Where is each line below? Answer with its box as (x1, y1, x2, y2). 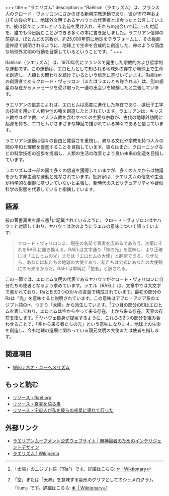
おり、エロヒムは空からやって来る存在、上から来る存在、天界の (27, 308, 159, 314)
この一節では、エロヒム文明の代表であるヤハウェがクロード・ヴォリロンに (5, 276, 159, 282)
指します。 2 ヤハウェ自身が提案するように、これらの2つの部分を (14, 314, 147, 321)
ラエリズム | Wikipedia (12, 451, 59, 457)
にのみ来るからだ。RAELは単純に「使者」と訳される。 (17, 266, 130, 272)
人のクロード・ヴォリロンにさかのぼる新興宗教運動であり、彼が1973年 (5, 11, 151, 17)
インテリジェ (135, 438, 162, 444)
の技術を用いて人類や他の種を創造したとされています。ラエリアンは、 (5, 108, 150, 114)
